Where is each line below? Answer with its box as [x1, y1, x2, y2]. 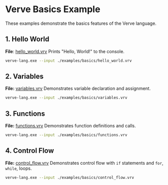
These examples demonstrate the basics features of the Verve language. [5, 20, 157, 26]
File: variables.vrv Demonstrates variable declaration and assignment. [5, 85, 151, 91]
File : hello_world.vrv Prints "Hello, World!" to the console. [5, 48, 125, 54]
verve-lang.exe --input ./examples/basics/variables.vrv [5, 95, 128, 101]
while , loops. [5, 165, 32, 171]
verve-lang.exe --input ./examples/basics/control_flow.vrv [5, 175, 135, 180]
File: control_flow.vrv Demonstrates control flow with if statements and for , [5, 160, 163, 166]
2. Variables [5, 72, 44, 81]
